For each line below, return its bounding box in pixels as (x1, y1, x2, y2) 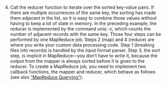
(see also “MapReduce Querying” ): (10, 74, 83, 80)
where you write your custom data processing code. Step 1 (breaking (10, 42, 155, 48)
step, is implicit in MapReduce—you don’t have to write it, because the (10, 53, 157, 59)
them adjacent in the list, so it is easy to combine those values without (10, 15, 157, 21)
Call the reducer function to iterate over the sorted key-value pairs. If (10, 5, 154, 10)
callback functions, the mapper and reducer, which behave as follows (10, 69, 156, 75)
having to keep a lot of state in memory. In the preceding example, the (10, 20, 157, 26)
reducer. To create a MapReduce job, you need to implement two (10, 63, 146, 69)
